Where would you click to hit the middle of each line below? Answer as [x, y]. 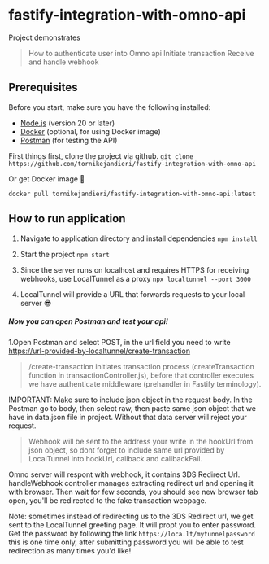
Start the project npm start [65, 254]
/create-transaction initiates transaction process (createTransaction [141, 366]
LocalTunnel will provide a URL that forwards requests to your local [132, 294]
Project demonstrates [45, 37]
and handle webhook [63, 62]
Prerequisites [43, 87]
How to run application [67, 219]
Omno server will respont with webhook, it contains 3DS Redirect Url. [124, 474]
